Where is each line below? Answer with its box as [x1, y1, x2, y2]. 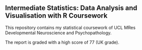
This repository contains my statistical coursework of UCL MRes [5, 25, 136, 30]
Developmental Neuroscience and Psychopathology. [5, 29, 112, 36]
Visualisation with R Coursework [5, 12, 107, 20]
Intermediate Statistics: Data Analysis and [5, 4, 138, 12]
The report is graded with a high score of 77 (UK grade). [5, 39, 119, 45]
